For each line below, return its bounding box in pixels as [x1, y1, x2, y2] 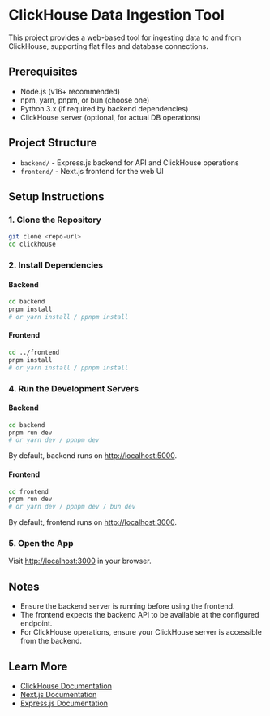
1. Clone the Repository [8, 214, 101, 225]
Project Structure [8, 136, 97, 150]
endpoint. [19, 618, 53, 628]
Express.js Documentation [19, 698, 108, 709]
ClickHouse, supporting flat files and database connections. [8, 41, 208, 50]
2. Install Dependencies [8, 259, 104, 270]
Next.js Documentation [19, 690, 97, 700]
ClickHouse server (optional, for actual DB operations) [19, 112, 201, 122]
